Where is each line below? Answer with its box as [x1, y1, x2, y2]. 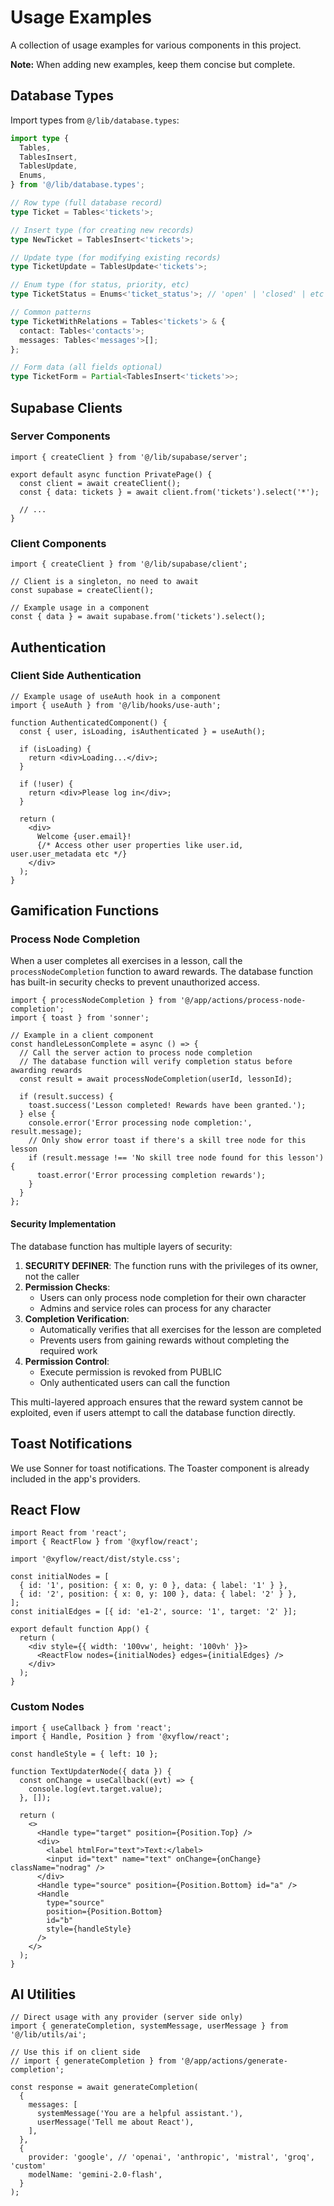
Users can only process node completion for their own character [39, 1291, 307, 1303]
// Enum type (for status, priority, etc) [10, 280, 190, 290]
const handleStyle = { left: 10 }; [10, 1749, 159, 1759]
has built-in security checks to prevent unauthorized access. [10, 976, 260, 988]
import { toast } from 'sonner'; [10, 1013, 150, 1023]
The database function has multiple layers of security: [10, 1240, 233, 1252]
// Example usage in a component [10, 603, 150, 613]
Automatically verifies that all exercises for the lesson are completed [39, 1323, 322, 1335]
